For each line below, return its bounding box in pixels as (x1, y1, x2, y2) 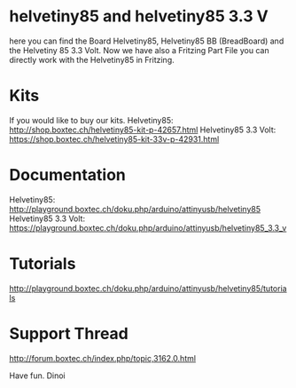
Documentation (9, 165, 127, 186)
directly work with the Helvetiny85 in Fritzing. (9, 54, 175, 65)
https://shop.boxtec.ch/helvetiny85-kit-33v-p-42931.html (9, 133, 220, 144)
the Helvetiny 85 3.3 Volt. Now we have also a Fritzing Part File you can (9, 44, 269, 55)
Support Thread (9, 323, 129, 344)
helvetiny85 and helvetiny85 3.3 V (9, 6, 269, 27)
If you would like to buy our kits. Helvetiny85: (9, 115, 174, 125)
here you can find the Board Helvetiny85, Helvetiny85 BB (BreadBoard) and (9, 36, 284, 46)
